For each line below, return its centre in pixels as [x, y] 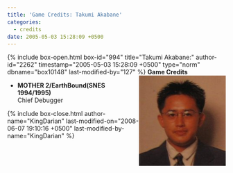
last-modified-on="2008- [102, 121]
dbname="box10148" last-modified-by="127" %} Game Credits [98, 72]
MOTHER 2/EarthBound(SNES [61, 85]
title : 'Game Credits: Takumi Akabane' [65, 15]
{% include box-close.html [45, 114]
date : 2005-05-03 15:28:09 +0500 [55, 37]
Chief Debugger [40, 100]
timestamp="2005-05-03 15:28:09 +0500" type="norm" [119, 65]
